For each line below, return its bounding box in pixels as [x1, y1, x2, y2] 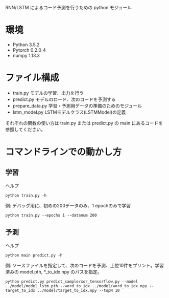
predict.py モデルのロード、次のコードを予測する [12, 96, 116, 102]
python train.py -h [5, 193, 47, 198]
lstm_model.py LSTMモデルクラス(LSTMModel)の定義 [12, 109, 126, 115]
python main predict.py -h [5, 252, 63, 258]
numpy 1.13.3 [12, 52, 40, 58]
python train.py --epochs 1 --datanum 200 [5, 212, 97, 218]
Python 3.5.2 [12, 41, 40, 48]
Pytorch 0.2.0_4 [12, 47, 46, 53]
